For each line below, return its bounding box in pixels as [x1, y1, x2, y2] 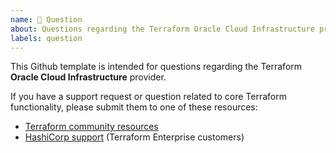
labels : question [10, 33, 83, 43]
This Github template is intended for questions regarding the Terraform [10, 61, 303, 73]
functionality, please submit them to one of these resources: [10, 101, 258, 113]
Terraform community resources [24, 121, 159, 133]
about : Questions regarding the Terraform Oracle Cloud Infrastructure [10, 24, 315, 34]
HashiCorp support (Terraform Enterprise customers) [24, 131, 245, 143]
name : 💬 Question [10, 14, 83, 25]
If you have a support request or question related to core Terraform [10, 91, 287, 103]
